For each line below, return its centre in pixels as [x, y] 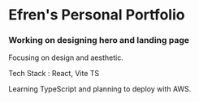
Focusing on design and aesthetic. [66, 57]
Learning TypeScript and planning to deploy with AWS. [100, 89]
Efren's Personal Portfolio [97, 15]
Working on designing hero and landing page [99, 40]
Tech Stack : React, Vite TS [54, 74]
